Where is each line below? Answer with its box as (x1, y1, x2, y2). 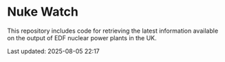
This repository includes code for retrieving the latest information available (7, 27, 219, 35)
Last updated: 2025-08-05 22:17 (7, 47, 100, 55)
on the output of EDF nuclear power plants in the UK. (7, 33, 157, 42)
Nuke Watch (7, 4, 79, 20)
